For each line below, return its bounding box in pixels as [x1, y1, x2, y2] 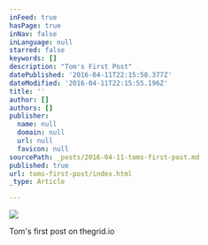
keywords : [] [9, 54, 58, 63]
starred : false [9, 46, 65, 55]
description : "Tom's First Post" [9, 63, 133, 72]
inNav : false [9, 29, 58, 38]
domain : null [17, 128, 65, 137]
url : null [17, 136, 53, 145]
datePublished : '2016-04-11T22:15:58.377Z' [9, 71, 173, 80]
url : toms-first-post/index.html [9, 169, 133, 178]
